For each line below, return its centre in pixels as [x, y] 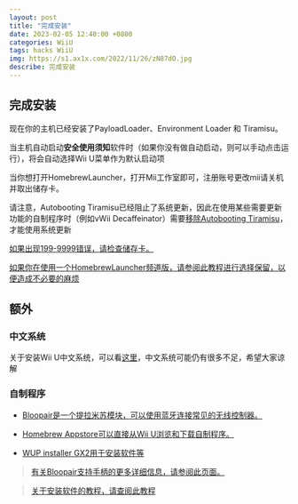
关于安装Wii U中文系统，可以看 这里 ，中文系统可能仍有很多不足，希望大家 [143, 357]
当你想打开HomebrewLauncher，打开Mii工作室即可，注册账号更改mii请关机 [146, 177]
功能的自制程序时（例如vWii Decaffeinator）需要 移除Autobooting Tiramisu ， [149, 218]
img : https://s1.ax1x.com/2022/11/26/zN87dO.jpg [101, 59]
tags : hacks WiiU [41, 51]
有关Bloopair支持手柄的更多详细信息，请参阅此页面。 [128, 471]
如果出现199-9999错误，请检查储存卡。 [82, 248]
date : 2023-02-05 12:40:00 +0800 [71, 34]
